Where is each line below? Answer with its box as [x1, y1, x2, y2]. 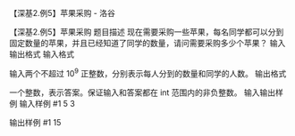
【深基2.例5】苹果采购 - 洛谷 [9, 8, 116, 18]
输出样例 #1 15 [9, 116, 62, 127]
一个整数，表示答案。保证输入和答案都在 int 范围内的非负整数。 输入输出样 [9, 87, 284, 98]
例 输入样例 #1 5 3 [9, 98, 76, 108]
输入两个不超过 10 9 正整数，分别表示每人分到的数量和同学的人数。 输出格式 [9, 67, 287, 78]
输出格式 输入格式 [9, 49, 74, 60]
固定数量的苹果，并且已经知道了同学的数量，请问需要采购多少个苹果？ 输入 [9, 38, 286, 48]
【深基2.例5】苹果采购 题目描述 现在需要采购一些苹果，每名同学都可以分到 [9, 27, 284, 37]
